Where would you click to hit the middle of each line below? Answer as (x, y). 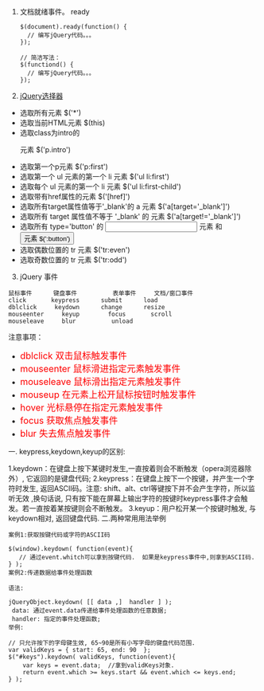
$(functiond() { (47, 65)
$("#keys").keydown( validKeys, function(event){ (92, 657)
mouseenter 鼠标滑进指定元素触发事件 (100, 369)
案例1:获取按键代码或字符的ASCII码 (59, 535)
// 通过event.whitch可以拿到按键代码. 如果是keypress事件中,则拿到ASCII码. (137, 557)
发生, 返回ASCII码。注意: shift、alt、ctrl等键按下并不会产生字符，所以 (135, 488)
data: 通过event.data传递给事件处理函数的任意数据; (89, 611)
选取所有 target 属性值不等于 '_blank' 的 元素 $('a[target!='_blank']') (130, 216)
